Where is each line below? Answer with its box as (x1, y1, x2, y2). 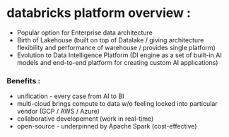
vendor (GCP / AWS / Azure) (16, 107, 100, 116)
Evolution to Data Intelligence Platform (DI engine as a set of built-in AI (16, 51, 222, 59)
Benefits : (6, 76, 40, 85)
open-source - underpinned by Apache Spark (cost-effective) (16, 122, 197, 131)
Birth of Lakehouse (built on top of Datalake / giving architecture (16, 35, 204, 44)
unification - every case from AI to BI (16, 92, 124, 100)
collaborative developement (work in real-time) (16, 114, 154, 123)
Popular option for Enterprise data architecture (16, 28, 153, 37)
